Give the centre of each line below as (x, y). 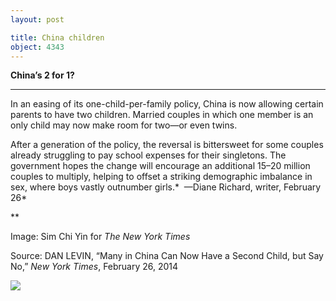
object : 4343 (37, 47)
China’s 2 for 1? (42, 75)
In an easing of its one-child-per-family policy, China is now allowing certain (167, 104)
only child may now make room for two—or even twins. (124, 125)
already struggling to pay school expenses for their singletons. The (148, 155)
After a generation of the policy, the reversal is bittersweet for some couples (167, 145)
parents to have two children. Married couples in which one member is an (162, 115)
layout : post (37, 19)
